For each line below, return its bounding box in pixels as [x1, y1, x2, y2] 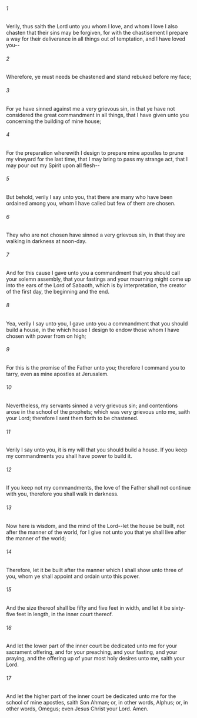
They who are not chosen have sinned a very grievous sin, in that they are [6, 231, 185, 238]
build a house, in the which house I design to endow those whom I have [6, 326, 179, 333]
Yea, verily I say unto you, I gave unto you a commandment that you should [6, 320, 188, 327]
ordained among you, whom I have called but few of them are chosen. [6, 200, 176, 207]
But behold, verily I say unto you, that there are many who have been [6, 194, 173, 201]
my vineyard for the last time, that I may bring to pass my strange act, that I [6, 155, 188, 162]
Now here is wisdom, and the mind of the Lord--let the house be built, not [6, 522, 185, 529]
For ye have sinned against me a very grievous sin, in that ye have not [6, 105, 175, 112]
